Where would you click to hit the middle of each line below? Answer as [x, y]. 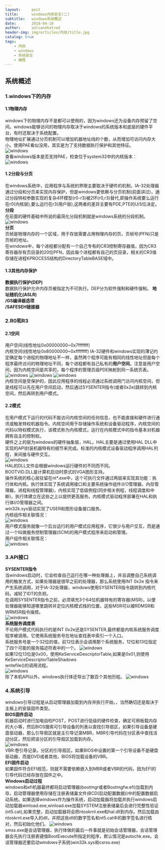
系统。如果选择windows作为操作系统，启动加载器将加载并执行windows [81, 799]
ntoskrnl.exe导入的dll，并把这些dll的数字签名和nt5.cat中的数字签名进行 [77, 818]
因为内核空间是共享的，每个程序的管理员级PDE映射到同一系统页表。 [82, 370]
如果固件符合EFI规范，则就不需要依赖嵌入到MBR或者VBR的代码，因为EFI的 [81, 769]
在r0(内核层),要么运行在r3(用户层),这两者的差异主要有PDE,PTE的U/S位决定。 [82, 204]
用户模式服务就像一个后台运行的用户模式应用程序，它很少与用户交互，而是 [80, 526]
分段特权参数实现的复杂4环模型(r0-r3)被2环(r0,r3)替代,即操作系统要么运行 [84, 198]
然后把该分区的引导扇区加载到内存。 [59, 739]
